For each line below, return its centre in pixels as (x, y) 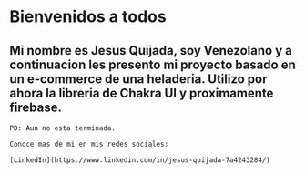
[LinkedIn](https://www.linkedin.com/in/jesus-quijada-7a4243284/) (140, 160)
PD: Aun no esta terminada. (63, 128)
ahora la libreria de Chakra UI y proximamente (142, 93)
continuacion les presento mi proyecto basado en (152, 64)
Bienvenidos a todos (88, 17)
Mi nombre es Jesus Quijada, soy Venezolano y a (151, 51)
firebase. (36, 107)
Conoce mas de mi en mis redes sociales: (89, 144)
